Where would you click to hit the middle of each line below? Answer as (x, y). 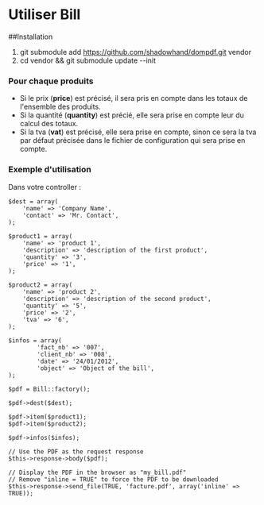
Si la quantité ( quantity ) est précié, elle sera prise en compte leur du (132, 115)
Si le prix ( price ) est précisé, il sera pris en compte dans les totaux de (134, 98)
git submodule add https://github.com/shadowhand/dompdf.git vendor (136, 52)
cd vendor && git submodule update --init (88, 60)
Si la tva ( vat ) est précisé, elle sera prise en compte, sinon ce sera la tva (138, 132)
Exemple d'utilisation (50, 170)
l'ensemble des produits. (60, 107)
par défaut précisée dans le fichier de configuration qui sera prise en (132, 141)
